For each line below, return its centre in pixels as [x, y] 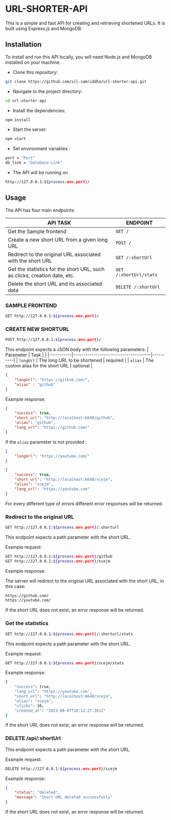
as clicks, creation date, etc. [41, 275]
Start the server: [30, 130]
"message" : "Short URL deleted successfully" [64, 798]
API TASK [59, 223]
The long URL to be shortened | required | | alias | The [96, 360]
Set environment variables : [41, 149]
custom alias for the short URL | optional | [49, 366]
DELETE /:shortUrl [138, 287]
